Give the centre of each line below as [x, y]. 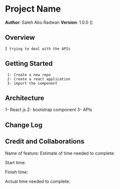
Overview [20, 38]
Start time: [15, 162]
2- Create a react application [39, 79]
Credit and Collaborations [45, 142]
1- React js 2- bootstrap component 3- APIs [49, 110]
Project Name [33, 9]
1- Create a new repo [29, 75]
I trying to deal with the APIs [38, 49]
